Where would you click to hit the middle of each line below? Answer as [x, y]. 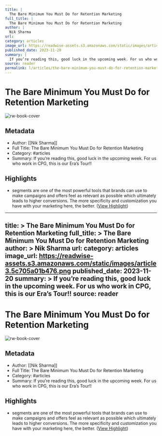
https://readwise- [66, 256]
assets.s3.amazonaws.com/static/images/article [81, 263]
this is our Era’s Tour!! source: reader [62, 294]
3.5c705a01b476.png [38, 271]
